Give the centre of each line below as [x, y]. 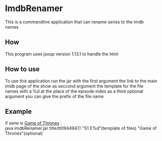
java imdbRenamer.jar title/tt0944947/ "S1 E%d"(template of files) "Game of [81, 128]
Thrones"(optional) [24, 133]
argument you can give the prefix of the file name [55, 96]
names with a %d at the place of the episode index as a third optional [74, 91]
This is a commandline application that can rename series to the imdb [74, 22]
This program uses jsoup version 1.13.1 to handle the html [62, 54]
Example [18, 111]
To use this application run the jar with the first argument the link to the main [81, 81]
